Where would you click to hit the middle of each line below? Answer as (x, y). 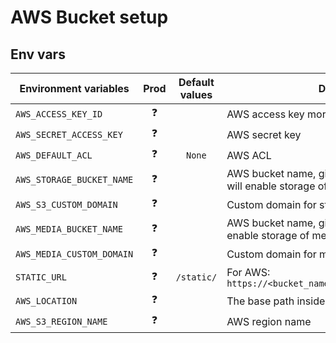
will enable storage (271, 186)
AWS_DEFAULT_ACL (54, 155)
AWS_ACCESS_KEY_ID (59, 114)
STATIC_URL (41, 277)
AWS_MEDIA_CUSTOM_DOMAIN (74, 254)
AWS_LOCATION (46, 300)
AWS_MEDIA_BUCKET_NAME (69, 229)
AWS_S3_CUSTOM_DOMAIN (66, 204)
